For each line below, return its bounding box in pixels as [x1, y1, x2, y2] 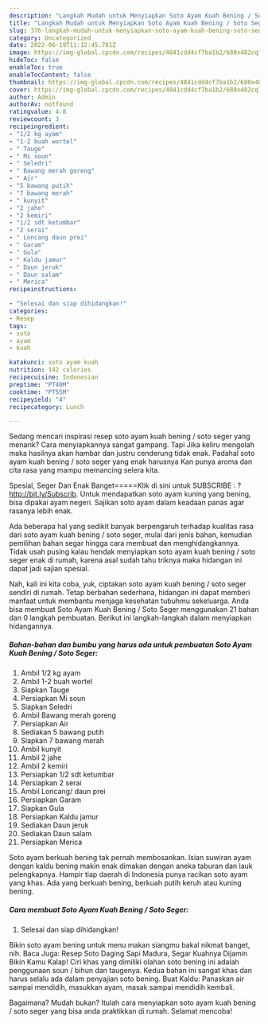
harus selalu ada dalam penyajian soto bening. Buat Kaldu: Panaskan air [9, 974, 245, 983]
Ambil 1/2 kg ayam [20, 668, 81, 678]
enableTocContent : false [9, 71, 91, 79]
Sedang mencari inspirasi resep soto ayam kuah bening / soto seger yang [9, 431, 251, 442]
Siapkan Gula [20, 804, 64, 813]
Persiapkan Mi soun [20, 694, 86, 703]
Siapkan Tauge [20, 685, 70, 695]
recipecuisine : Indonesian [9, 373, 99, 381]
